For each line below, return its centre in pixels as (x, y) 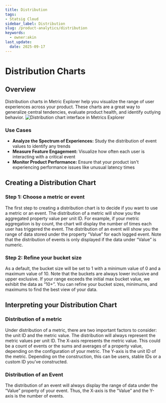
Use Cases (18, 130)
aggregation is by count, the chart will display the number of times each (79, 223)
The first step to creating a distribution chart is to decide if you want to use (82, 208)
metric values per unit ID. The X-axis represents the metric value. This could (83, 340)
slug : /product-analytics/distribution (46, 28)
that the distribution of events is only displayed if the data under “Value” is (81, 239)
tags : (11, 14)
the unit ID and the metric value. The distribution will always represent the (81, 335)
